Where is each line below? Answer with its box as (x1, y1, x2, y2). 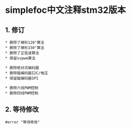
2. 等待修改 (5, 105, 39, 114)
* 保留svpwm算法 (5, 56, 36, 61)
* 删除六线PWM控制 (5, 86, 39, 90)
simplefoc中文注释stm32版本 (5, 4, 126, 16)
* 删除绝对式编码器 (5, 65, 40, 70)
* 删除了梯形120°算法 (5, 40, 44, 45)
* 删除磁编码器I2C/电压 (5, 71, 48, 76)
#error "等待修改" (5, 120, 40, 125)
